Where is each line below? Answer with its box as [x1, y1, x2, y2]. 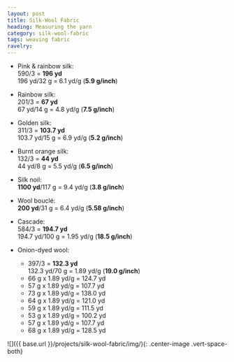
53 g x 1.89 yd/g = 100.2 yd [27, 312, 106, 319]
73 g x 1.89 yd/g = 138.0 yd [27, 289, 106, 297]
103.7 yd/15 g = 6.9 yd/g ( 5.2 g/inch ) [17, 133, 124, 142]
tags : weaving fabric [7, 36, 71, 43]
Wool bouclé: [17, 196, 56, 205]
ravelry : [7, 43, 33, 50]
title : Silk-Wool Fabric [7, 17, 80, 24]
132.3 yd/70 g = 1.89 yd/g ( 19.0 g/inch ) [27, 267, 141, 275]
